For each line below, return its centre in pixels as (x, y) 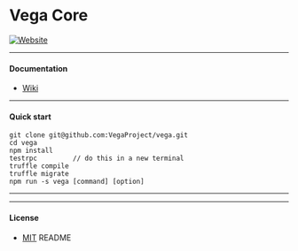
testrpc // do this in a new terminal (97, 159)
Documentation (39, 68)
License (24, 217)
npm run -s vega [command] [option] (77, 182)
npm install (31, 151)
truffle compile (39, 166)
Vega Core (49, 15)
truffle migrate (39, 174)
